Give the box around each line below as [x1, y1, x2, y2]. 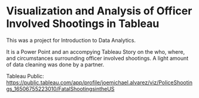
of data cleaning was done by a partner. [6, 61, 105, 68]
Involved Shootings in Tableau [6, 17, 160, 30]
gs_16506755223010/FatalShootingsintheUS [6, 85, 115, 92]
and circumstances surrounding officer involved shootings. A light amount [6, 54, 189, 62]
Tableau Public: [6, 72, 44, 79]
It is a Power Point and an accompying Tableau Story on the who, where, [6, 48, 185, 55]
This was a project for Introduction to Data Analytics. [6, 36, 136, 44]
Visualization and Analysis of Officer [6, 4, 192, 18]
